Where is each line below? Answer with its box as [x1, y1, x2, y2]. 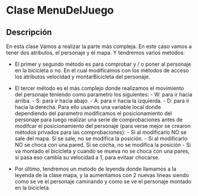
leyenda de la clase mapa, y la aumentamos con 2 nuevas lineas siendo [14, 172, 189, 178]
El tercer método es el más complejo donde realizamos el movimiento [14, 85, 184, 92]
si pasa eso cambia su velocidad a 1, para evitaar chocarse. [14, 154, 160, 160]
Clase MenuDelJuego [6, 4, 114, 17]
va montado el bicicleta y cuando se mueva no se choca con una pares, [14, 147, 190, 155]
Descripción [6, 27, 52, 37]
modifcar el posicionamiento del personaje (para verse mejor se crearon [14, 123, 191, 129]
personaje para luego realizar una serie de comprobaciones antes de [14, 116, 183, 123]
